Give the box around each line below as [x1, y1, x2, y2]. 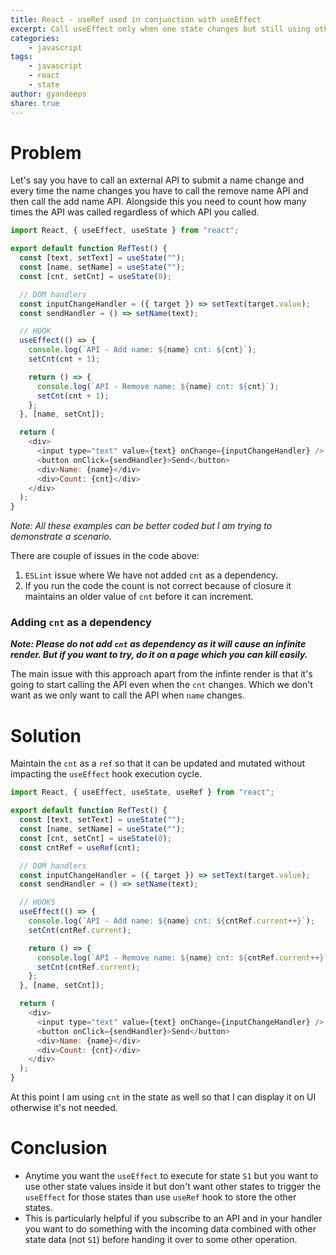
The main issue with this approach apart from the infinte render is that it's [10, 668, 313, 680]
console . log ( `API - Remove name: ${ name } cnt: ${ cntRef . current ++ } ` [36, 952, 329, 963]
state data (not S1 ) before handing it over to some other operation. [24, 1233, 298, 1245]
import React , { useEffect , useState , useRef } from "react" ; [10, 787, 275, 798]
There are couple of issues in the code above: [10, 550, 200, 562]
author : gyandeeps [10, 89, 87, 99]
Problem [10, 141, 82, 164]
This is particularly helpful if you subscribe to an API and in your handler [24, 1212, 323, 1224]
